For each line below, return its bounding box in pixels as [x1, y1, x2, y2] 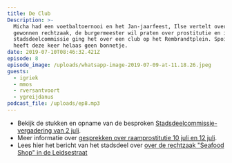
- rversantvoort [13, 87, 60, 94]
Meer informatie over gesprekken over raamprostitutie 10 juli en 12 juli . [17, 133, 217, 142]
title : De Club [7, 10, 51, 17]
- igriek [13, 74, 39, 81]
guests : [7, 68, 30, 75]
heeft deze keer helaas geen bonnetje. [13, 42, 128, 49]
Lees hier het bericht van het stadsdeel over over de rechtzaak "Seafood [17, 141, 224, 149]
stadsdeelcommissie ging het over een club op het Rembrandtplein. [13, 36, 212, 43]
